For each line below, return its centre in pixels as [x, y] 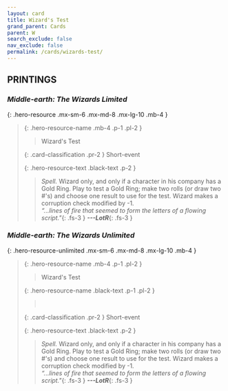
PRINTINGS [32, 80]
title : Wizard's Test [38, 20]
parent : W [21, 33]
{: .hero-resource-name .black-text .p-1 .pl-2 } [89, 290]
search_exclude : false [40, 39]
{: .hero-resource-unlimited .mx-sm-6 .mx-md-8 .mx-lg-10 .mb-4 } [102, 250]
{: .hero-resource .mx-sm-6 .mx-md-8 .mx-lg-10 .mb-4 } [87, 114]
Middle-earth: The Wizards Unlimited [71, 235]
